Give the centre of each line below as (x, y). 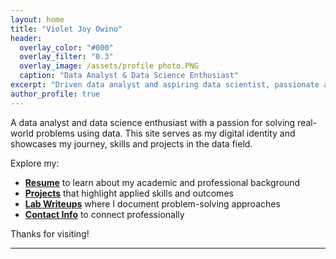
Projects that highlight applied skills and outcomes (129, 193)
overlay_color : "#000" (66, 47)
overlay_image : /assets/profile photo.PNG (109, 66)
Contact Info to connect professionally (104, 214)
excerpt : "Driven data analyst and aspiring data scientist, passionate (165, 85)
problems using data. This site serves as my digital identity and (165, 133)
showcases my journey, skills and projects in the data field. (131, 143)
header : (26, 38)
